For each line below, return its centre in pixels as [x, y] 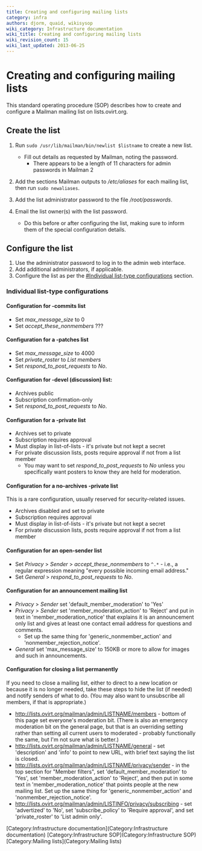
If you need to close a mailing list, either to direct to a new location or [92, 683]
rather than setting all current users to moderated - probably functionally [105, 733]
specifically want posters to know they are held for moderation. [103, 472]
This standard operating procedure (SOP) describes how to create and [94, 105]
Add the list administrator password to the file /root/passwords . [94, 200]
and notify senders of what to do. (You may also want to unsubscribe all [96, 696]
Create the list [33, 131]
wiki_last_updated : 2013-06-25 [46, 46]
